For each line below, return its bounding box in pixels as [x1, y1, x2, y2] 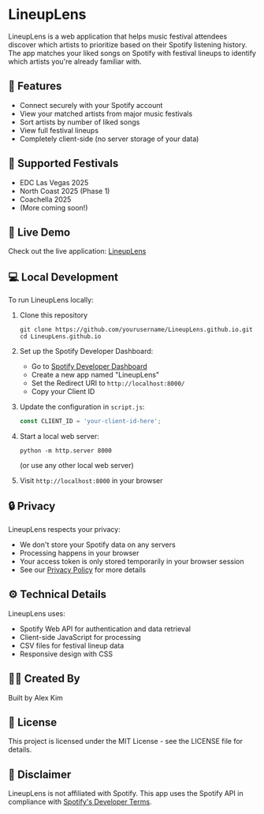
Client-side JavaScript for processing [19, 632, 142, 641]
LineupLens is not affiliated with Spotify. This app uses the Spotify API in [8, 789, 244, 798]
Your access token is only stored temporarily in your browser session [19, 556, 244, 566]
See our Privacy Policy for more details [19, 565, 147, 574]
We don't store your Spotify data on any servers [19, 540, 176, 549]
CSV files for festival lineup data [19, 641, 125, 650]
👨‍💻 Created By [8, 672, 80, 686]
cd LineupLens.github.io [19, 333, 102, 340]
